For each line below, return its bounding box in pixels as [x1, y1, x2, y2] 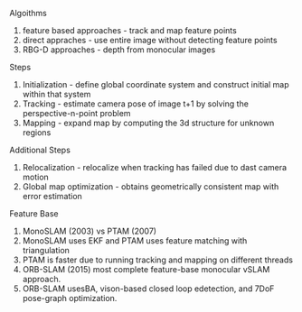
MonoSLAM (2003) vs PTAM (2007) [22, 225, 156, 236]
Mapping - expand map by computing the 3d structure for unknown [22, 117, 275, 128]
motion [22, 171, 50, 182]
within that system [22, 89, 91, 99]
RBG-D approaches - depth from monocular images [22, 44, 216, 55]
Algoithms [9, 8, 47, 18]
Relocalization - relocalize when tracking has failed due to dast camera [22, 162, 288, 172]
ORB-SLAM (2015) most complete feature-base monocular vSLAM [22, 264, 270, 274]
